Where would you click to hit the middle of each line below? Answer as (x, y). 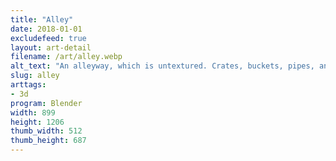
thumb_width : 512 (46, 131)
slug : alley (35, 76)
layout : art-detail (51, 47)
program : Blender (46, 103)
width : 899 (33, 112)
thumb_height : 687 (48, 141)
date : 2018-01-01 (46, 29)
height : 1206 (37, 122)
